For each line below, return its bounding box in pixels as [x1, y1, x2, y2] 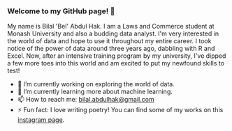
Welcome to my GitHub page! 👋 [7, 6, 115, 16]
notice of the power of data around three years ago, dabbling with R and [7, 45, 215, 53]
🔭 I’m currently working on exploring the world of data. [17, 80, 175, 88]
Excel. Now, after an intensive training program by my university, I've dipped [7, 52, 226, 60]
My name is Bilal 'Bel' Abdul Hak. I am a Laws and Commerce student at [7, 22, 215, 31]
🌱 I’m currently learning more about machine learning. [17, 87, 173, 96]
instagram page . [17, 116, 65, 124]
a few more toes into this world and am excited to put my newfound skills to [7, 59, 225, 68]
